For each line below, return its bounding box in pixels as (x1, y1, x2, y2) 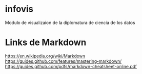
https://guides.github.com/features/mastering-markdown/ (5, 58, 122, 64)
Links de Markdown (5, 37, 86, 48)
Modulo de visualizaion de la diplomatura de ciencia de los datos (5, 20, 135, 25)
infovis (5, 3, 34, 15)
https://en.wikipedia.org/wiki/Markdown (5, 53, 85, 59)
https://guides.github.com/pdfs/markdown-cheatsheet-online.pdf (5, 63, 137, 69)
